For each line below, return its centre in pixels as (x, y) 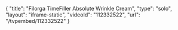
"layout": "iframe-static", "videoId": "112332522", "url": (73, 15)
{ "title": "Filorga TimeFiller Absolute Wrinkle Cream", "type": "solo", (89, 9)
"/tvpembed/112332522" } (38, 21)
